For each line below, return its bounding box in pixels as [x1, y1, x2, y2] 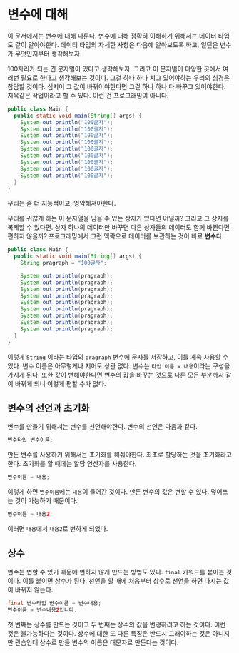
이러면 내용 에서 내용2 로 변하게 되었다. [7, 525, 108, 532]
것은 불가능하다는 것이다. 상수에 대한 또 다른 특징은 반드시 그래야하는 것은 [7, 629, 211, 637]
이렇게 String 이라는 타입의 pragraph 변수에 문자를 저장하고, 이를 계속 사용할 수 [7, 353, 229, 361]
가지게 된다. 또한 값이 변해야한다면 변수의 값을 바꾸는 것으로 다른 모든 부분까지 [7, 370, 225, 379]
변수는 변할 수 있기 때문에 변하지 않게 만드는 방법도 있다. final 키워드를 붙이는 [7, 567, 225, 576]
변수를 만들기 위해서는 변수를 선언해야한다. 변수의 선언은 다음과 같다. [7, 422, 198, 431]
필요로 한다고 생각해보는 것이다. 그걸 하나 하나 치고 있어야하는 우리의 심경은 [20, 73, 230, 82]
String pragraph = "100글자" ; [20, 260, 107, 267]
